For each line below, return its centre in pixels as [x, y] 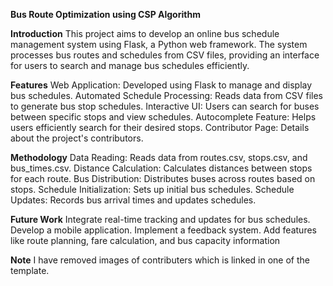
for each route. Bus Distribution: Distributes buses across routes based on [163, 178]
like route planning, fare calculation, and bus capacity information [145, 240]
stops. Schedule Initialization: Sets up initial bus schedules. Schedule [152, 189]
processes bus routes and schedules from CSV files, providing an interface [165, 55]
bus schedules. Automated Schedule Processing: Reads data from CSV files [166, 95]
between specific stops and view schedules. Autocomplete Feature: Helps [163, 117]
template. [30, 270]
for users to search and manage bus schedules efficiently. [130, 65]
